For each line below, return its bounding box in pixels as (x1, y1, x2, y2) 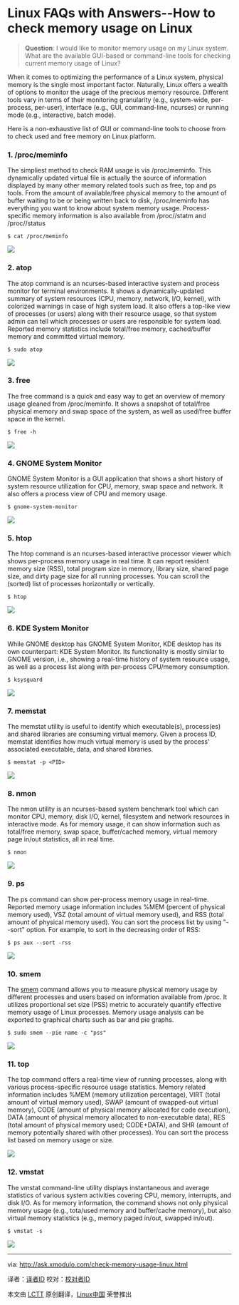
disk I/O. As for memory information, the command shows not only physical (7, 1198, 228, 1207)
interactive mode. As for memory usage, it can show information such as (7, 820, 221, 829)
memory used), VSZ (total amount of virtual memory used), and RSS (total (7, 910, 224, 918)
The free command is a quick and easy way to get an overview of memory (7, 391, 225, 400)
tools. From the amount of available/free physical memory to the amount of (7, 189, 228, 198)
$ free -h (7, 428, 37, 436)
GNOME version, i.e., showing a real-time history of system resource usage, (7, 655, 230, 663)
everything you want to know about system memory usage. (7, 204, 181, 213)
